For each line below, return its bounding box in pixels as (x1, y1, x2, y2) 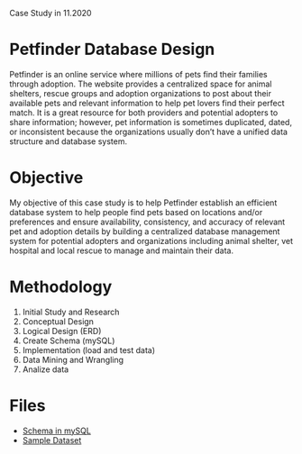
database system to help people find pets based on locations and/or (9, 206, 263, 217)
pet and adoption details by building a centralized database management (9, 225, 280, 237)
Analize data (22, 364, 69, 375)
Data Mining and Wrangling (22, 354, 124, 365)
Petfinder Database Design (9, 40, 215, 59)
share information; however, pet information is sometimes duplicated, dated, (9, 116, 293, 127)
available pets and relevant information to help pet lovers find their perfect (9, 97, 286, 108)
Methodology (9, 277, 113, 297)
